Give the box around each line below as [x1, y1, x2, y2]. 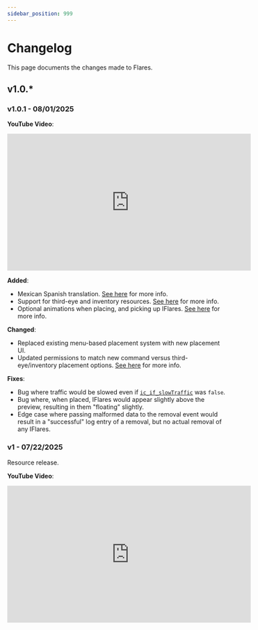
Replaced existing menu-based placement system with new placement [17, 339, 220, 348]
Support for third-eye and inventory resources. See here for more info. [17, 297, 219, 306]
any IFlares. [17, 425, 51, 433]
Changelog [7, 40, 72, 56]
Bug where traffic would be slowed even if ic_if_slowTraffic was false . [17, 388, 226, 396]
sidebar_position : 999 [7, 10, 73, 17]
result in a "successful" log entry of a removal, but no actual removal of [17, 418, 223, 426]
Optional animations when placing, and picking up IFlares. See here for [17, 305, 220, 313]
